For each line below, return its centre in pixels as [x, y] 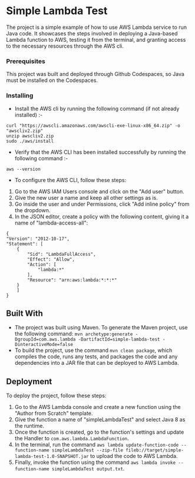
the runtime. [29, 426]
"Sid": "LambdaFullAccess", [62, 254]
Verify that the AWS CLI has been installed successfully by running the [100, 152]
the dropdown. [32, 210]
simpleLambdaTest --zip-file [88, 450]
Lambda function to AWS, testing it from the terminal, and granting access [96, 39]
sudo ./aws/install [30, 141]
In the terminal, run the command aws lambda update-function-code [97, 445]
